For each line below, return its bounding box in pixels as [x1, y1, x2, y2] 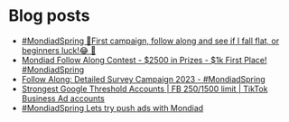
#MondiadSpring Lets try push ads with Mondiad [21, 102, 204, 113]
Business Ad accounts [21, 92, 105, 104]
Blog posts [8, 5, 90, 26]
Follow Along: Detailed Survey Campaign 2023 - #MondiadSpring [21, 73, 266, 84]
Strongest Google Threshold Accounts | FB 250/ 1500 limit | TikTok [21, 83, 268, 94]
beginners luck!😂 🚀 [21, 44, 97, 55]
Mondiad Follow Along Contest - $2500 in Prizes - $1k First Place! [21, 54, 267, 65]
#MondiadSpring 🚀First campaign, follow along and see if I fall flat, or [21, 35, 280, 46]
